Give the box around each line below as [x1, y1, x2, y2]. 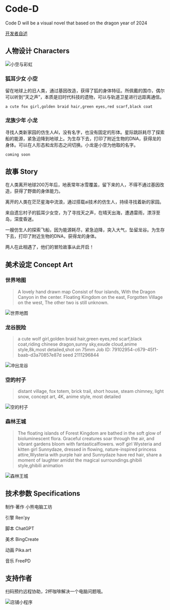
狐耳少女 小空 [5, 75, 38, 82]
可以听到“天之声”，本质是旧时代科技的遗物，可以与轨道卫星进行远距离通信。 [5, 94, 164, 100]
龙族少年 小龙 [5, 116, 38, 124]
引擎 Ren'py [5, 514, 30, 521]
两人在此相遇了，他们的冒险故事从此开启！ [5, 244, 94, 250]
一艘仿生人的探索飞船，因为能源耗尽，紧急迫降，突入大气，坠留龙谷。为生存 [5, 227, 165, 233]
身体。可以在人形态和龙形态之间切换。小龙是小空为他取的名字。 [5, 142, 138, 148]
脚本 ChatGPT [5, 525, 34, 531]
